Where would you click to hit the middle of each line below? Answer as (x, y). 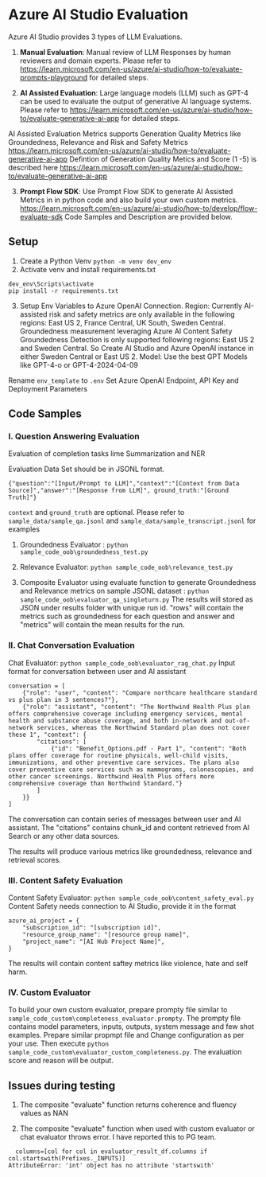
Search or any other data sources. (64, 836)
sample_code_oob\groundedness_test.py (84, 552)
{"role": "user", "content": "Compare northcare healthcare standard (140, 693)
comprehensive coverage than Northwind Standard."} (95, 783)
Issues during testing (62, 1085)
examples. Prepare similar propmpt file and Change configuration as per (126, 1035)
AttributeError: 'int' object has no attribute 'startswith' (112, 1166)
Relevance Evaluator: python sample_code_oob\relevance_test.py (126, 567)
